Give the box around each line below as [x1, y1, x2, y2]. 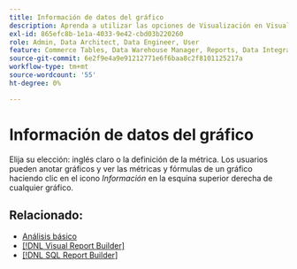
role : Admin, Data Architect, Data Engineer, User [9, 37, 200, 47]
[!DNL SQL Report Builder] [21, 250, 118, 261]
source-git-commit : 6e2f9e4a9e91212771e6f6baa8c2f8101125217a [9, 54, 243, 63]
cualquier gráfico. [9, 182, 73, 193]
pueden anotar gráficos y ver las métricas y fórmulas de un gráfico [9, 163, 254, 173]
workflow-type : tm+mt [9, 63, 89, 72]
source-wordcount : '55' [9, 71, 97, 80]
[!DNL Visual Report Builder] [21, 241, 126, 251]
